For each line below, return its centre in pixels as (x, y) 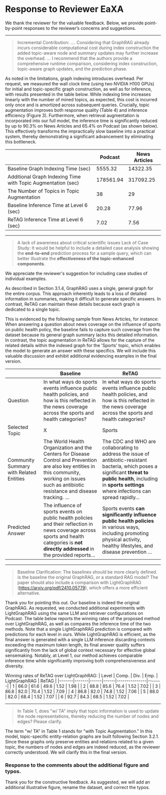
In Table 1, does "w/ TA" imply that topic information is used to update (88, 711)
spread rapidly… (121, 497)
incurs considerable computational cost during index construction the (88, 48)
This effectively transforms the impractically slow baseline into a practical (80, 131)
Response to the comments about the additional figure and (77, 765)
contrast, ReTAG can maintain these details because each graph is (72, 304)
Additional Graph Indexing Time (44, 176)
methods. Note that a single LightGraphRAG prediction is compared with (79, 629)
